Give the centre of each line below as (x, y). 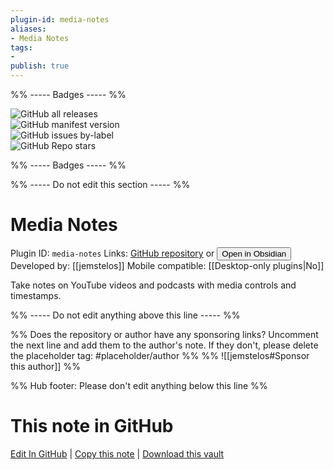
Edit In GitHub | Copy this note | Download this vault (117, 453)
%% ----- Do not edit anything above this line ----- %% (125, 315)
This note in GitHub (92, 426)
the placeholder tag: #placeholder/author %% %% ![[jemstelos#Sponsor (160, 355)
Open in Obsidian (254, 253)
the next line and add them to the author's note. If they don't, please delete (164, 345)
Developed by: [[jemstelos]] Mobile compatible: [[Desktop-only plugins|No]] (167, 265)
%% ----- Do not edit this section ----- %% (100, 184)
